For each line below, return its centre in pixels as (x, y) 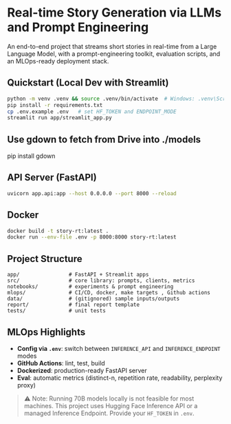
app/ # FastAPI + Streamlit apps (78, 275)
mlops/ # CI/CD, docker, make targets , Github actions (109, 293)
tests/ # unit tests (57, 311)
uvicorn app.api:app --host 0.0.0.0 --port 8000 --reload (92, 193)
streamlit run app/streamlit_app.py (59, 118)
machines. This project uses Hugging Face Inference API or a (111, 405)
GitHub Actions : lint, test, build (61, 363)
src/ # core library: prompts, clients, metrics (101, 281)
